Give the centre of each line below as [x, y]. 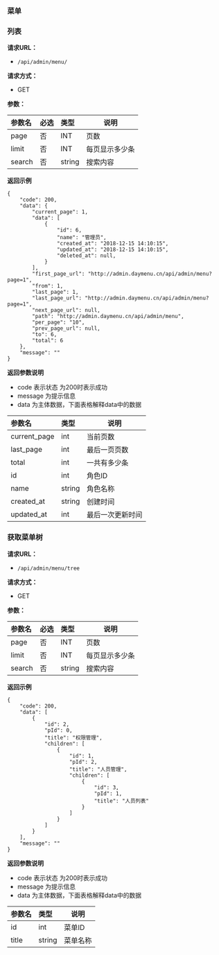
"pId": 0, [58, 730]
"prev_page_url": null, [66, 328]
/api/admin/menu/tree [48, 568]
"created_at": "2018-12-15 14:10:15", [113, 244]
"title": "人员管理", [98, 769]
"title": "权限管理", [73, 737]
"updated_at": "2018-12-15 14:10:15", [113, 250]
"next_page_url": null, [66, 310]
